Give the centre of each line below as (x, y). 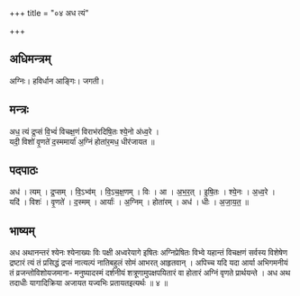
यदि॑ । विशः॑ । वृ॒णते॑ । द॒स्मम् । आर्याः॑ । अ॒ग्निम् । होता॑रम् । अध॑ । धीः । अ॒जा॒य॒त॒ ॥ (129, 202)
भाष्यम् (22, 231)
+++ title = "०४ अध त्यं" (49, 13)
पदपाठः (24, 170)
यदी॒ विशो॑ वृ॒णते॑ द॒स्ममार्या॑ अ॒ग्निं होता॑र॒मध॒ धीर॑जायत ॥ (82, 141)
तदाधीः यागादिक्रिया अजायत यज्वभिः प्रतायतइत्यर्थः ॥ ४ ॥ (89, 283)
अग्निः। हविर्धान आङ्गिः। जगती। (57, 81)
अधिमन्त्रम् (30, 59)
